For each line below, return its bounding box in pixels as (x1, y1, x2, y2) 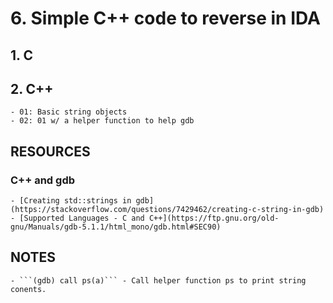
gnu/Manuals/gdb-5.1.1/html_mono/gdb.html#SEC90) (10, 222, 222, 232)
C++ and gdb (10, 173, 76, 187)
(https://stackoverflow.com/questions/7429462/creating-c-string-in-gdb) (10, 205, 325, 215)
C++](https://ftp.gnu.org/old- (148, 213, 280, 224)
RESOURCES (10, 143, 91, 160)
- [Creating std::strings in (10, 196, 132, 206)
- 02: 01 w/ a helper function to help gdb (10, 116, 195, 126)
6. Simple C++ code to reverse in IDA (10, 7, 321, 30)
